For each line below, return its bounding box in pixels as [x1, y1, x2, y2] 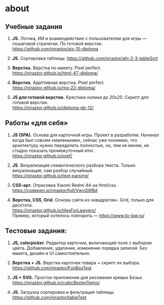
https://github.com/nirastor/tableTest [12, 294, 87, 300]
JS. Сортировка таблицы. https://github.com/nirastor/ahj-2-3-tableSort [12, 55, 158, 61]
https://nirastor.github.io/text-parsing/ [12, 173, 89, 178]
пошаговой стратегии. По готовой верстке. [12, 41, 103, 47]
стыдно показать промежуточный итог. [12, 148, 95, 153]
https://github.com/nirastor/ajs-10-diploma [12, 46, 99, 51]
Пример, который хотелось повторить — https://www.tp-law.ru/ [12, 212, 145, 218]
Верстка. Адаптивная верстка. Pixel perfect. [12, 79, 105, 85]
